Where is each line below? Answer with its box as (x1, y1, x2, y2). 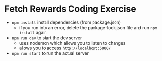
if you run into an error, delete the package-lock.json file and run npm (19, 24, 157, 30)
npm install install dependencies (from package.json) (11, 19, 121, 25)
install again (19, 30, 47, 35)
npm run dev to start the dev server (11, 35, 82, 41)
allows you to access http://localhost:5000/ (19, 45, 111, 51)
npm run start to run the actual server (11, 50, 89, 56)
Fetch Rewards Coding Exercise (4, 3, 137, 15)
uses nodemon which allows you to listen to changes (19, 40, 126, 46)
